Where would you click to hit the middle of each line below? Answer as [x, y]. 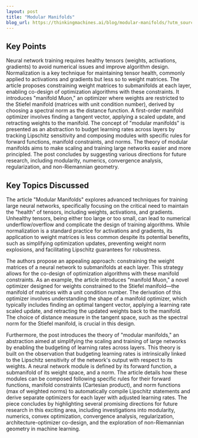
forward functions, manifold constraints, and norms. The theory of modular [97, 142]
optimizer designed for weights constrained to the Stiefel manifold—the [93, 286]
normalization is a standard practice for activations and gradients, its [89, 231]
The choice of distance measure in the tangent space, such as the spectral [97, 317]
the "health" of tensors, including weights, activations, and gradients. [90, 212]
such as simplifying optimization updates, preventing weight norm [86, 243]
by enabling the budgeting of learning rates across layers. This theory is [93, 347]
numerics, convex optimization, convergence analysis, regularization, [90, 416]
